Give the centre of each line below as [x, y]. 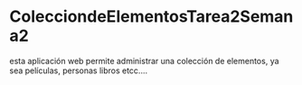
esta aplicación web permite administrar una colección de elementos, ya [144, 61]
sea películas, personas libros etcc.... [78, 71]
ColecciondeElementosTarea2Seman [151, 17]
